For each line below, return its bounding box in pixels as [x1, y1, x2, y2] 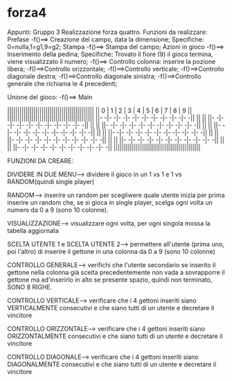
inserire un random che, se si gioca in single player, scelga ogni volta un [7, 198, 213, 206]
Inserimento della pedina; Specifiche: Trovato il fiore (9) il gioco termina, [7, 50, 213, 58]
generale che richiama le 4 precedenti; [7, 79, 118, 87]
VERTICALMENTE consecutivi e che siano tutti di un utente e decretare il [7, 303, 215, 312]
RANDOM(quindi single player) [7, 177, 95, 185]
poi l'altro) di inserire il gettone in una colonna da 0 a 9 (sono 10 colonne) [7, 247, 216, 255]
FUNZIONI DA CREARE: [7, 156, 74, 164]
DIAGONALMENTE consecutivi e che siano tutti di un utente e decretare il [7, 359, 217, 369]
